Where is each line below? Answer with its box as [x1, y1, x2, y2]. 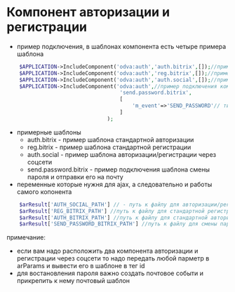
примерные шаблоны [16, 127, 81, 137]
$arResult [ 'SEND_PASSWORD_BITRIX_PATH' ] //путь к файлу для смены [19, 221, 217, 228]
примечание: [6, 233, 46, 242]
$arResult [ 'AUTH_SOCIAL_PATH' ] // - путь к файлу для [19, 201, 180, 208]
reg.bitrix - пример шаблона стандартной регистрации [27, 143, 192, 151]
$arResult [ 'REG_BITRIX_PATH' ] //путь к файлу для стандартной [19, 207, 205, 214]
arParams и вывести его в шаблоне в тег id [16, 262, 145, 270]
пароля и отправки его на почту [27, 172, 123, 181]
